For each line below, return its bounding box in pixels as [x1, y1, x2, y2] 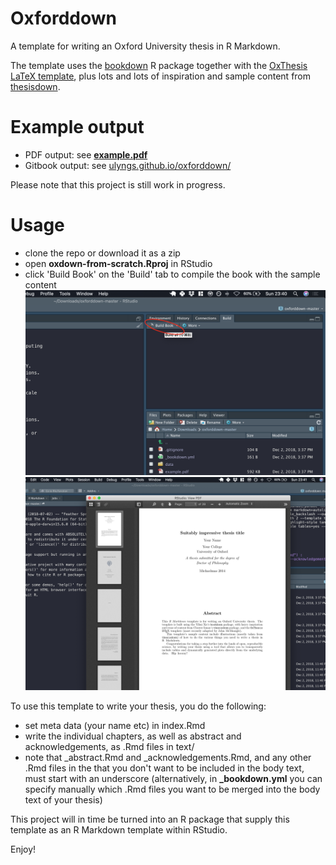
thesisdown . [10, 80, 61, 92]
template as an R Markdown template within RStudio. [10, 823, 228, 836]
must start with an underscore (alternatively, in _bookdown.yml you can [24, 772, 323, 784]
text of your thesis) [24, 793, 103, 806]
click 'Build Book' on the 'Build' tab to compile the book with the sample [24, 268, 321, 280]
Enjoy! [10, 843, 37, 855]
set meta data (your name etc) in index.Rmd [24, 719, 206, 731]
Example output [10, 116, 145, 139]
